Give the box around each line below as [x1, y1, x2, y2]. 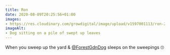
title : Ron [5, 7, 28, 12]
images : [5, 16, 22, 21]
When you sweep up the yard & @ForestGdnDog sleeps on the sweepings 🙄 [5, 44, 164, 50]
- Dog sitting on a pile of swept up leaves [5, 30, 101, 35]
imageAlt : [5, 26, 26, 31]
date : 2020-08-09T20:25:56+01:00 [5, 12, 76, 17]
